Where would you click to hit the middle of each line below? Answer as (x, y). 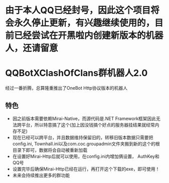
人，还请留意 (32, 48)
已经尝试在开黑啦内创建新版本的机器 (89, 36)
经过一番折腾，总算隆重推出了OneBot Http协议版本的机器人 (66, 88)
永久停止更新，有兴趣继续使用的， (84, 23)
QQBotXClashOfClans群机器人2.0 (76, 73)
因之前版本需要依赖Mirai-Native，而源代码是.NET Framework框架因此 (84, 118)
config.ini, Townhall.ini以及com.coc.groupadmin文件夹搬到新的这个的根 (86, 144)
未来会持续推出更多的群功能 (41, 175)
